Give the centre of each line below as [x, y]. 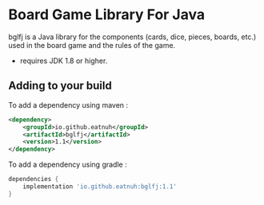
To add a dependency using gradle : [68, 164]
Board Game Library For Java [107, 15]
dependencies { [34, 179]
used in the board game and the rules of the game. [92, 45]
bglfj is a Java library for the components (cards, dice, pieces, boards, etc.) [132, 37]
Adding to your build [60, 86]
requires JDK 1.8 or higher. [64, 61]
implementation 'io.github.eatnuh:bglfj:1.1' [100, 187]
